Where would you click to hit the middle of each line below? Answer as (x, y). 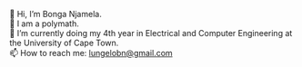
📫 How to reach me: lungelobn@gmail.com (91, 53)
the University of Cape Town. (64, 43)
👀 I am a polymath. (44, 24)
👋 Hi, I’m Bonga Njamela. (55, 14)
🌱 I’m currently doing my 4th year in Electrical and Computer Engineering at (151, 33)
